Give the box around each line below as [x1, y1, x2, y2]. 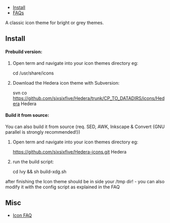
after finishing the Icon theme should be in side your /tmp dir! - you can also [5, 178, 165, 184]
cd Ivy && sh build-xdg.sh [12, 168, 67, 175]
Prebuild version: [5, 48, 42, 55]
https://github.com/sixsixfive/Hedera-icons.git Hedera [12, 148, 127, 155]
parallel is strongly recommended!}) [5, 129, 80, 135]
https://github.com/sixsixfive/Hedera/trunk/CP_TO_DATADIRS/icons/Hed [12, 95, 165, 101]
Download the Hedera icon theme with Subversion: [12, 80, 120, 86]
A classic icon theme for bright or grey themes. [5, 20, 104, 26]
